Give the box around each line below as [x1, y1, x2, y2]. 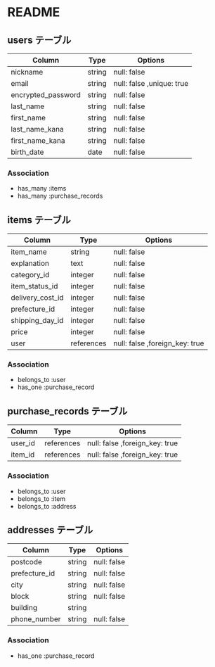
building [11, 603, 37, 613]
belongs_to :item [17, 494, 66, 503]
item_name [11, 247, 47, 257]
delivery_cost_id [11, 293, 65, 303]
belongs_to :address [17, 502, 77, 510]
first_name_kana [11, 136, 65, 145]
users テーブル [7, 34, 72, 46]
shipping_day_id [11, 316, 64, 326]
